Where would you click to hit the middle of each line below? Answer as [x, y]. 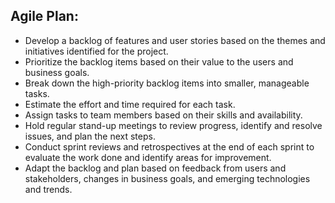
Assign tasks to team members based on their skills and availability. [163, 115]
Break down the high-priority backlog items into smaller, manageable [167, 83]
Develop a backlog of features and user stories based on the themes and [175, 40]
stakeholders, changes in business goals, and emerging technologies [167, 178]
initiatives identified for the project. [96, 51]
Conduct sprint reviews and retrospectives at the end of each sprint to [169, 146]
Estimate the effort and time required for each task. [130, 104]
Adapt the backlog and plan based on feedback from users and [155, 168]
